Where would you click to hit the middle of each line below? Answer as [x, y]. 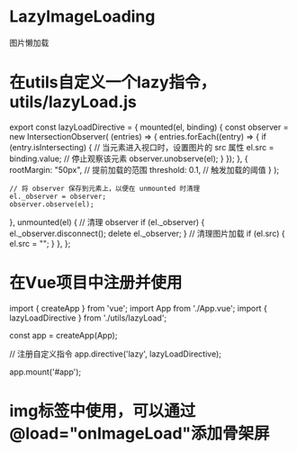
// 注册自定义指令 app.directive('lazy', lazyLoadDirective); [116, 354]
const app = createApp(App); [63, 335]
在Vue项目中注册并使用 [96, 283]
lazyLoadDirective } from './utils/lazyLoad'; [88, 318]
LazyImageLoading [82, 17]
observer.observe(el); [52, 204]
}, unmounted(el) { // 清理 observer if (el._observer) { [107, 221]
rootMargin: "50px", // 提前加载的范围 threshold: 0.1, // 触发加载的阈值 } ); [144, 169]
